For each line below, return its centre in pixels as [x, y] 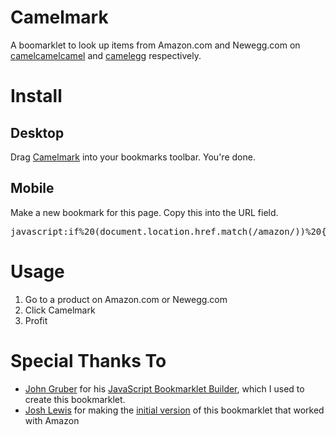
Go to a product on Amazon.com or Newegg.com [126, 299]
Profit [36, 320]
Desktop [37, 132]
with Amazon [52, 420]
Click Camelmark [60, 310]
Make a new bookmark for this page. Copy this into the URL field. [144, 212]
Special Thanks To [88, 360]
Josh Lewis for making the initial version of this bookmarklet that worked [174, 410]
